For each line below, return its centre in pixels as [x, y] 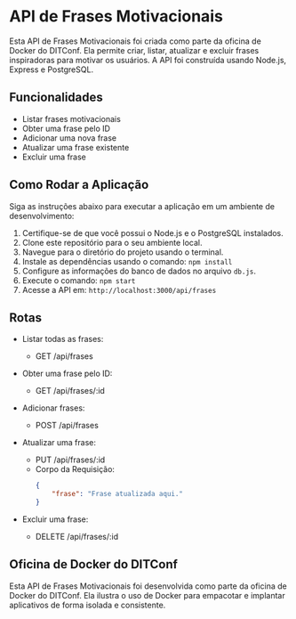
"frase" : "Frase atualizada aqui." [118, 494]
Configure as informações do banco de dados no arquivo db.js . [139, 271]
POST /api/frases [67, 426]
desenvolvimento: [42, 216]
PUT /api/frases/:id [70, 460]
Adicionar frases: [53, 408]
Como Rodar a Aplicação [79, 185]
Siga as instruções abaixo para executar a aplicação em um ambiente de [142, 206]
